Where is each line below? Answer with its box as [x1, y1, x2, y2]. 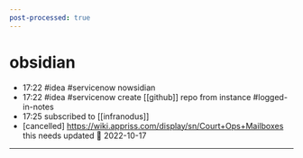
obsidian [9, 51, 77, 72]
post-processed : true [9, 13, 91, 23]
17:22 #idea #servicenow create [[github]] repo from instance [22, 91, 252, 102]
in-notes [22, 101, 54, 112]
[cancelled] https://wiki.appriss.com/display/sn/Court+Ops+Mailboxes [22, 120, 284, 131]
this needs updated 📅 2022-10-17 [22, 130, 147, 141]
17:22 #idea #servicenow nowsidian [22, 82, 156, 93]
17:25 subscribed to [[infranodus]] [22, 110, 150, 122]
